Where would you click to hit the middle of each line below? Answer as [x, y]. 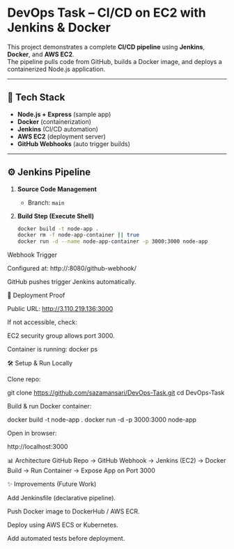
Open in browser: [32, 433]
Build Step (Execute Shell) [56, 216]
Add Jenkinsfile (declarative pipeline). [62, 498]
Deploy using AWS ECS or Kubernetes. [63, 525]
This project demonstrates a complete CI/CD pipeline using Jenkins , [106, 47]
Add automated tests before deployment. [66, 539]
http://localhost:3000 [38, 447]
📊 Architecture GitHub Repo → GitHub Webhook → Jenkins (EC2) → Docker [117, 461]
